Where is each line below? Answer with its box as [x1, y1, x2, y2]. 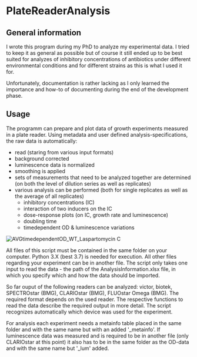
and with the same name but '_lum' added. [6, 345, 109, 352]
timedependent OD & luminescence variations [23, 224, 135, 231]
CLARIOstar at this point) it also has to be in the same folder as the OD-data [6, 338, 189, 345]
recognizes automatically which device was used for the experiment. [6, 308, 173, 315]
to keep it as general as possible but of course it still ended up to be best [6, 49, 183, 57]
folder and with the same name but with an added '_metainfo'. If [6, 326, 161, 333]
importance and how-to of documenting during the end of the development [6, 86, 189, 92]
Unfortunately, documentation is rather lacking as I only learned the [6, 80, 169, 87]
